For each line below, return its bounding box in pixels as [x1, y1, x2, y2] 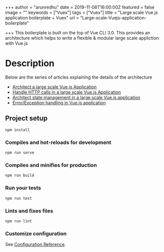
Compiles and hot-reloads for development [5, 139, 112, 146]
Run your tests [5, 184, 41, 191]
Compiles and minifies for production [5, 161, 97, 168]
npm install [5, 127, 30, 132]
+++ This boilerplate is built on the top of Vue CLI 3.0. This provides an [5, 30, 151, 35]
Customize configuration [5, 230, 67, 237]
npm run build [5, 173, 35, 178]
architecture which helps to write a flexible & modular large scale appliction [5, 35, 159, 41]
